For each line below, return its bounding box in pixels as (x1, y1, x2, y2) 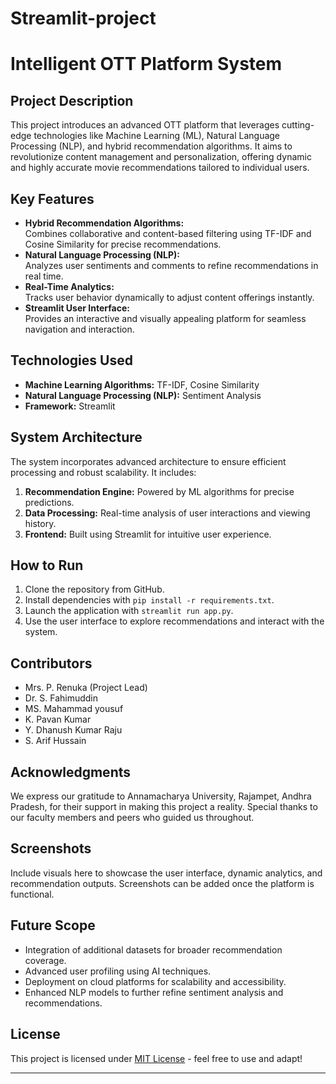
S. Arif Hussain (24, 735, 87, 747)
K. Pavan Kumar (24, 713, 92, 726)
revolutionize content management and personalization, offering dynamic (10, 151, 312, 163)
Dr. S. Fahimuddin (24, 692, 99, 704)
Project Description (10, 92, 134, 109)
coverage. (24, 954, 67, 966)
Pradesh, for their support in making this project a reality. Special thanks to (10, 801, 318, 813)
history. (24, 517, 57, 529)
